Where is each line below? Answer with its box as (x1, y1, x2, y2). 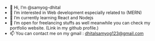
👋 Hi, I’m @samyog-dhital (9, 5, 61, 10)
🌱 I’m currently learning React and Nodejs (9, 15, 94, 20)
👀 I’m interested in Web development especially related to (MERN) (9, 10, 142, 15)
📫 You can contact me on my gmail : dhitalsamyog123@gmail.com (9, 30, 144, 36)
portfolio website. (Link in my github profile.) (9, 25, 99, 31)
